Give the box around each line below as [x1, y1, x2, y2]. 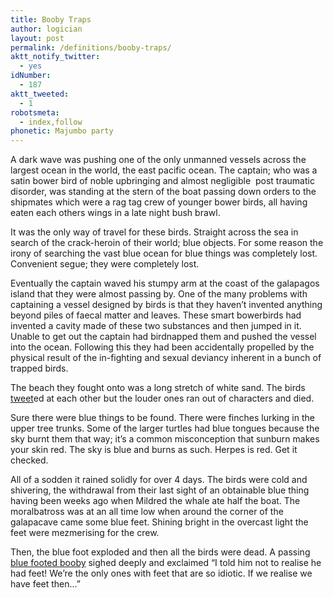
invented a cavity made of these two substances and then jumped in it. [10, 320, 302, 332]
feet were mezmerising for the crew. [10, 527, 160, 539]
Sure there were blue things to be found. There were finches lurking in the [10, 412, 315, 424]
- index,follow [19, 117, 83, 127]
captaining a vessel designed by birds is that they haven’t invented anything [10, 299, 323, 311]
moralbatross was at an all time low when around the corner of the [10, 506, 284, 518]
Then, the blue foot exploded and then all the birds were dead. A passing [10, 546, 311, 558]
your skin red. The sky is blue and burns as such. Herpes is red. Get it [10, 444, 298, 456]
